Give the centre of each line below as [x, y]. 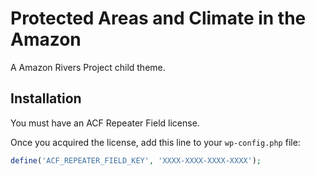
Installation [46, 98]
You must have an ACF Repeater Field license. [105, 123]
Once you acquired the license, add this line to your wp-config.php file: [155, 142]
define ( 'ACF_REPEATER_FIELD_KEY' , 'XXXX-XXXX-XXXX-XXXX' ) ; [136, 160]
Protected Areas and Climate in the [158, 18]
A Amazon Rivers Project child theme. [88, 67]
